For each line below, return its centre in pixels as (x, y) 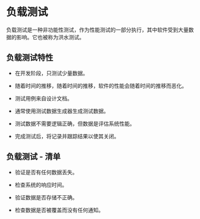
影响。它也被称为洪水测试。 (50, 37)
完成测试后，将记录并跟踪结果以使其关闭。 (67, 136)
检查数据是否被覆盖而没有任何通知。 (59, 210)
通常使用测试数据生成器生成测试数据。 (62, 111)
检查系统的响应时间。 (41, 185)
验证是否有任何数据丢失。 (46, 172)
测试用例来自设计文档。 (43, 98)
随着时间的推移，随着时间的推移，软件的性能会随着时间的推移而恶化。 (101, 85)
